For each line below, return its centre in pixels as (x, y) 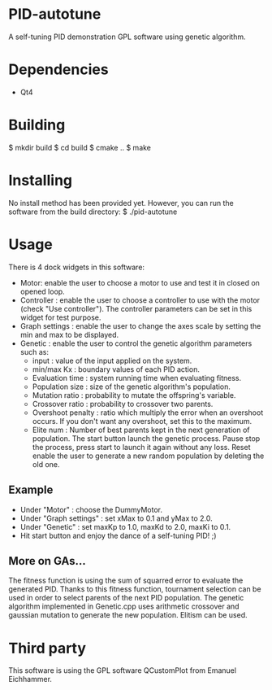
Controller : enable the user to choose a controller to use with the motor (140, 300)
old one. (46, 464)
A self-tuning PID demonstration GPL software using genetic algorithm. (127, 37)
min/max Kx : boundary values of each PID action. (116, 369)
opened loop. (42, 291)
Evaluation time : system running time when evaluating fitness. (137, 378)
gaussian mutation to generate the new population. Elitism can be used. (128, 615)
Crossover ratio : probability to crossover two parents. (123, 404)
